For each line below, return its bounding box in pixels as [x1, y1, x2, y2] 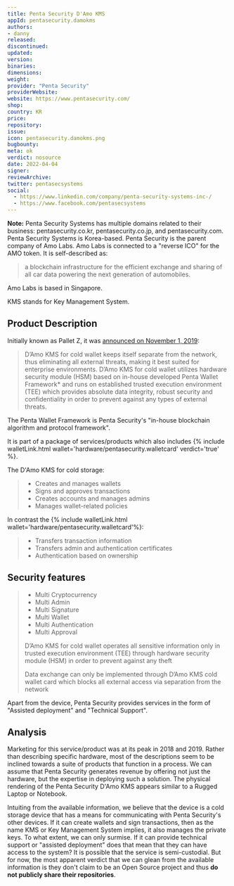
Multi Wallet [34, 612, 70, 621]
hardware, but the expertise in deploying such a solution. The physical [7, 775, 211, 783]
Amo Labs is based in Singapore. [7, 284, 103, 292]
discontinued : [7, 43, 49, 50]
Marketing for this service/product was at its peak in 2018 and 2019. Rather [7, 745, 225, 753]
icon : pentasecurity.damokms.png [7, 134, 105, 141]
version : [7, 56, 33, 63]
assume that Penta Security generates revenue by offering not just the [7, 767, 211, 776]
